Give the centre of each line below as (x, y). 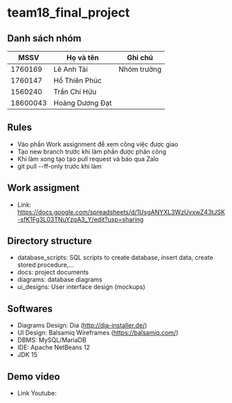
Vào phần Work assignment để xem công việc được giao (98, 144)
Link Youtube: (37, 393)
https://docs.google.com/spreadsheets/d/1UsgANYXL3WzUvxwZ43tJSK (121, 212)
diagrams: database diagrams (60, 280)
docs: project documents (53, 272)
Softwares (30, 309)
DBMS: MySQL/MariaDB (52, 340)
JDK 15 (27, 355)
